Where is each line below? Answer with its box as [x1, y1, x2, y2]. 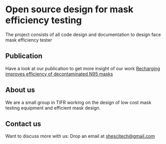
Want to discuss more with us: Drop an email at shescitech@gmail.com [5, 133, 155, 139]
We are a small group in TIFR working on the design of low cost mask [5, 99, 152, 106]
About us [5, 86, 35, 94]
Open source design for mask [5, 4, 134, 15]
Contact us [5, 119, 42, 128]
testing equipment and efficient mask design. [5, 105, 101, 111]
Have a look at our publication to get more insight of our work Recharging [5, 65, 160, 71]
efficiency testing [5, 14, 82, 26]
